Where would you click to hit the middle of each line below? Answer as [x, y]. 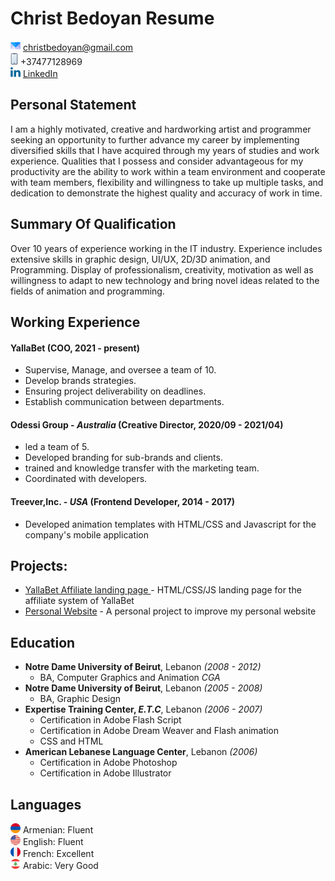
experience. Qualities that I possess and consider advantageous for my [157, 161]
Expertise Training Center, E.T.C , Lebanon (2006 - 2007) [143, 709]
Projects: [39, 565]
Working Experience [75, 322]
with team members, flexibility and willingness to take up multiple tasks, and [167, 182]
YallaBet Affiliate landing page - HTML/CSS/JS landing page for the [163, 590]
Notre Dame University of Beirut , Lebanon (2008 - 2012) [143, 667]
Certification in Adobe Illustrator [105, 773]
